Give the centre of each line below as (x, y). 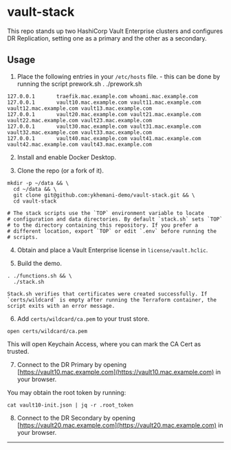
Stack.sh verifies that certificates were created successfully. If (107, 294)
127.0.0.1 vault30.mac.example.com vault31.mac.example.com (104, 126)
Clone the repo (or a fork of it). (60, 170)
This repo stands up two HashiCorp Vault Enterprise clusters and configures (115, 31)
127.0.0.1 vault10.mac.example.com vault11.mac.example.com (104, 102)
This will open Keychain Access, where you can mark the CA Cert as (104, 344)
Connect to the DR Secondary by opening (76, 418)
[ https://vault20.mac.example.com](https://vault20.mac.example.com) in (120, 425)
